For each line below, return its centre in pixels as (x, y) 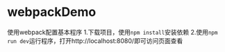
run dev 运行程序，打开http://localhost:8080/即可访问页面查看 (95, 41)
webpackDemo (52, 12)
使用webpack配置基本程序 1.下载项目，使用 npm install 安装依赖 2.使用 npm (112, 32)
